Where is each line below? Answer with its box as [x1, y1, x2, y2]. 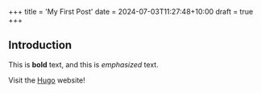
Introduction [8, 38, 72, 52]
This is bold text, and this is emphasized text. [8, 59, 159, 69]
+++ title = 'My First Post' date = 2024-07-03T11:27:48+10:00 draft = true [8, 7, 254, 16]
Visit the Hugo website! [8, 75, 86, 85]
